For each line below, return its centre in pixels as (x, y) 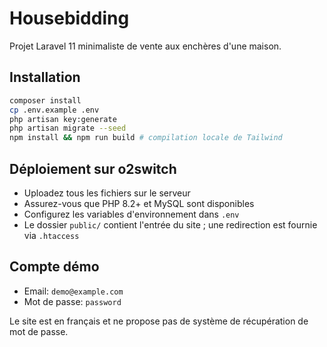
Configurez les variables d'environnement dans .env (131, 214)
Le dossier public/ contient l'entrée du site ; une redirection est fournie (170, 224)
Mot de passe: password (72, 301)
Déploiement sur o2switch (93, 168)
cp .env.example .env (54, 110)
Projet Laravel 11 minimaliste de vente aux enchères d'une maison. (145, 46)
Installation (45, 77)
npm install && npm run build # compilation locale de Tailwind (146, 138)
